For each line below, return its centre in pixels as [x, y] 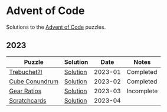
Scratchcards [28, 100]
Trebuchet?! [26, 72]
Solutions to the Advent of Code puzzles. [56, 27]
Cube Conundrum [34, 82]
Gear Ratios [25, 91]
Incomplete [142, 91]
